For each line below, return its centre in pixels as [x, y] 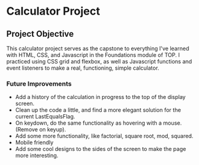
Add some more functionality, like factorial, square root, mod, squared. [104, 136]
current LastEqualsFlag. [45, 117]
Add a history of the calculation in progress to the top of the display [100, 97]
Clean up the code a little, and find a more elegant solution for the [98, 110]
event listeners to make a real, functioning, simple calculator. [83, 68]
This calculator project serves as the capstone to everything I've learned [98, 48]
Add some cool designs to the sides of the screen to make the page [101, 149]
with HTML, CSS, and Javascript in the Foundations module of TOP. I [93, 55]
